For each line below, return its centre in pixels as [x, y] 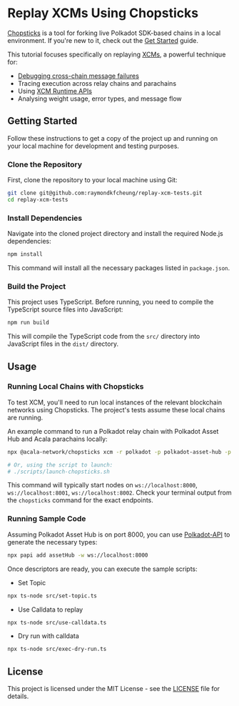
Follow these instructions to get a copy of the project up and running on [113, 138]
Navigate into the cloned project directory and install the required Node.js [115, 234]
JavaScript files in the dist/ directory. [63, 344]
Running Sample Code [47, 519]
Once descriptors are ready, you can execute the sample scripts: [102, 569]
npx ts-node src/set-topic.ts [52, 596]
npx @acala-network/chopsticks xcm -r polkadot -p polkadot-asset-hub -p [119, 452]
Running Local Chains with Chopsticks [76, 387]
